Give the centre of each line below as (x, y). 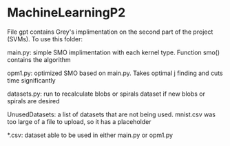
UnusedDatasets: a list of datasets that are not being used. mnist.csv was (111, 114)
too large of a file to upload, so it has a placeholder (79, 121)
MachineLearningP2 (66, 13)
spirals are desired (33, 101)
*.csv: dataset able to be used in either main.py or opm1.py (90, 135)
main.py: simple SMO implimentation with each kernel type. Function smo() (114, 52)
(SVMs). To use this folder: (45, 39)
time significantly (32, 80)
